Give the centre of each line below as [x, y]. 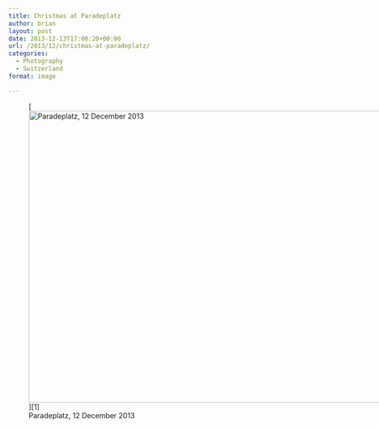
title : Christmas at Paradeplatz [65, 16]
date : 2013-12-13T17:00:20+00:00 [65, 39]
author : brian [32, 24]
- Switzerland [39, 69]
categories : [28, 53]
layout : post [30, 31]
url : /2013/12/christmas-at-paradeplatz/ [79, 46]
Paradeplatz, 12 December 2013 [82, 415]
